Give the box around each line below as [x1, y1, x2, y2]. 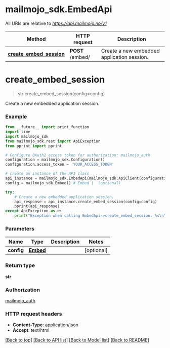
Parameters [5, 225, 34, 232]
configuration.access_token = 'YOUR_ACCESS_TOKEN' [5, 162, 114, 167]
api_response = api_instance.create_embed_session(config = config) [14, 199, 157, 204]
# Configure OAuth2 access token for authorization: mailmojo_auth [5, 152, 151, 158]
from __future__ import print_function [5, 125, 90, 130]
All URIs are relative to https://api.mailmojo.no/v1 [5, 20, 107, 26]
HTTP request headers [5, 310, 62, 317]
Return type [5, 262, 35, 269]
